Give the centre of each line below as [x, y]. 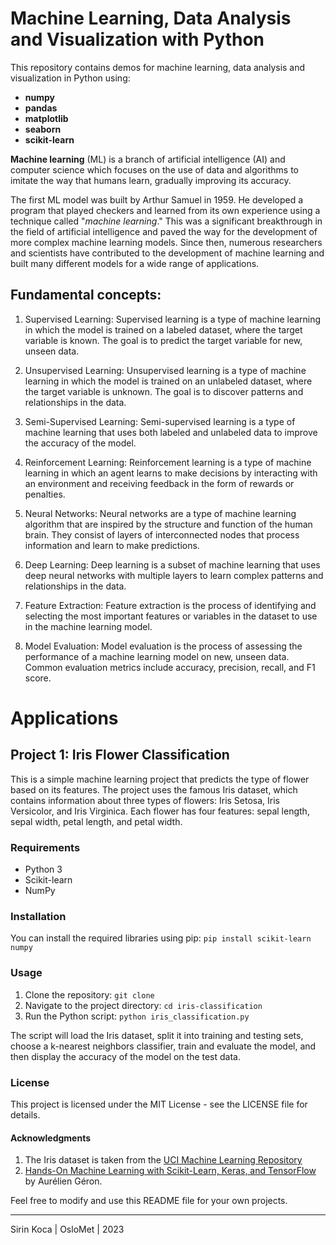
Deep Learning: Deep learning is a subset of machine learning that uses [172, 564]
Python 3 [43, 869]
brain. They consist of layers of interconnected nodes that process [162, 534]
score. [38, 678]
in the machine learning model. [88, 626]
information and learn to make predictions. [112, 545]
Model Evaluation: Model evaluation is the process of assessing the [163, 646]
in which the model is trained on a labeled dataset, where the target [163, 329]
